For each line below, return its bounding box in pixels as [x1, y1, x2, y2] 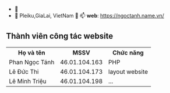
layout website [108, 67, 148, 75]
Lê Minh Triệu [9, 77, 47, 85]
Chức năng [112, 49, 144, 57]
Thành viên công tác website [6, 31, 114, 41]
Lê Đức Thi [9, 67, 39, 75]
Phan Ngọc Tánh [9, 58, 55, 66]
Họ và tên [18, 49, 45, 57]
